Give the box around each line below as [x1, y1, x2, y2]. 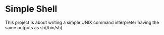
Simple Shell [5, 3, 57, 15]
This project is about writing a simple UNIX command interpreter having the [5, 19, 160, 25]
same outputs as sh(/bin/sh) [5, 24, 63, 30]
